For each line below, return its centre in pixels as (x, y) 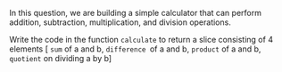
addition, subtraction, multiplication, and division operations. (120, 22)
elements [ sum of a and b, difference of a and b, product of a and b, (135, 49)
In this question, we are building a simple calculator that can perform (135, 13)
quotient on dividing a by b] (61, 58)
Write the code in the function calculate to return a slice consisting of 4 (141, 40)
